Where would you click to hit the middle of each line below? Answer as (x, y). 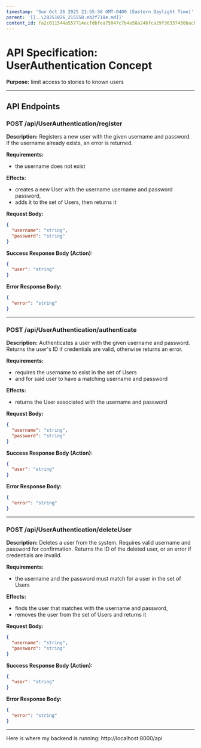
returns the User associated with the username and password (91, 402)
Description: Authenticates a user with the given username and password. (98, 343)
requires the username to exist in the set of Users (76, 373)
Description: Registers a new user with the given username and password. (99, 136)
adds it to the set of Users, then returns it (66, 202)
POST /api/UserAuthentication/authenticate (71, 329)
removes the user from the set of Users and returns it (80, 615)
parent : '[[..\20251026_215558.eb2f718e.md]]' (65, 17)
